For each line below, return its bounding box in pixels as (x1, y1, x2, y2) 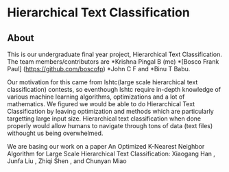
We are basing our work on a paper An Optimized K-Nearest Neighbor (7, 143, 205, 150)
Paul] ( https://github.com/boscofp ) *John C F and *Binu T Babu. (7, 65, 191, 73)
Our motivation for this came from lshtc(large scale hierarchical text (7, 78, 198, 86)
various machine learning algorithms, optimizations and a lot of (7, 93, 185, 101)
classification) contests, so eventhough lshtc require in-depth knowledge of (7, 86, 221, 93)
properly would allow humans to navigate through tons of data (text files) (7, 122, 213, 130)
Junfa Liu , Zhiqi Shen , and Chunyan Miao (7, 157, 127, 165)
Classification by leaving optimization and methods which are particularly (7, 108, 214, 115)
